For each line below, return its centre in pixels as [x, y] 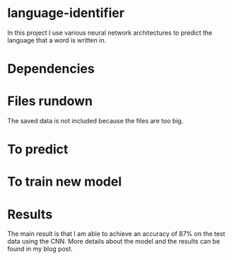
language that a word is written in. [57, 40]
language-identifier [66, 13]
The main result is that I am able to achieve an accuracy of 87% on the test [116, 234]
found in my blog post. [40, 249]
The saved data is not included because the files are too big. [95, 121]
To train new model [65, 182]
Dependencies [51, 69]
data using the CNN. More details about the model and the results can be [114, 242]
